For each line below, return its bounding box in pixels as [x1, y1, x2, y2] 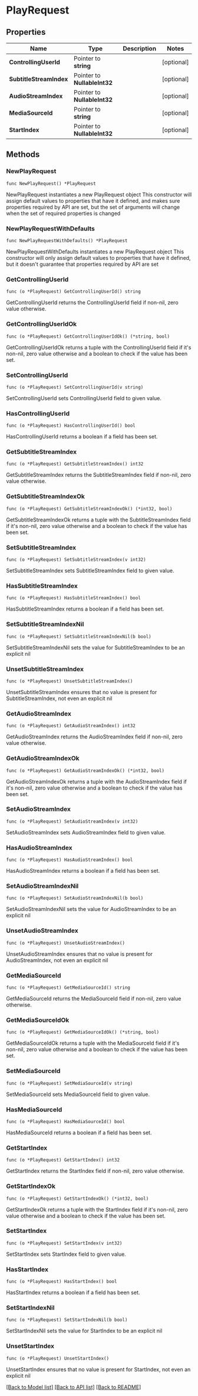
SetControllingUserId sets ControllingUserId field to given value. [6, 394, 162, 401]
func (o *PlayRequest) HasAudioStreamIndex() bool [6, 857, 133, 863]
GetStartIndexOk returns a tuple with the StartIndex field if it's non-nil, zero [6, 1206, 189, 1213]
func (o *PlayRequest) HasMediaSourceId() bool [6, 1118, 126, 1124]
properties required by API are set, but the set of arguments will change [6, 203, 180, 210]
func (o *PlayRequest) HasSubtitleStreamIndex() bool [6, 595, 141, 601]
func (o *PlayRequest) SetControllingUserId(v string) [6, 384, 144, 390]
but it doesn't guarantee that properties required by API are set [6, 260, 159, 268]
